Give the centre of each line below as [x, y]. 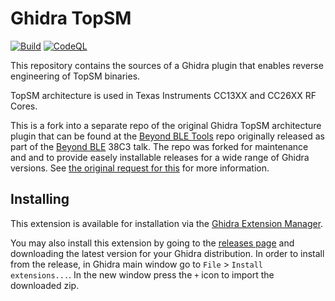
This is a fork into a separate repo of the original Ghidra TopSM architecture [166, 125]
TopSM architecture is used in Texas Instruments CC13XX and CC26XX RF [163, 95]
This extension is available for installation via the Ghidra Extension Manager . [167, 223]
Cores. [24, 106]
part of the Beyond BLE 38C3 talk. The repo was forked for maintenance [159, 146]
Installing [40, 199]
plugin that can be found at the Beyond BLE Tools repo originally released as [167, 136]
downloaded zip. [45, 285]
